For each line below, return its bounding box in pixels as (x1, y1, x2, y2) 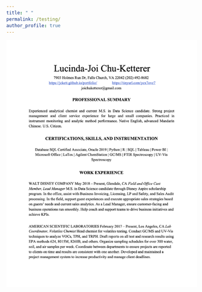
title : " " (6, 10, 34, 16)
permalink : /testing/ (6, 16, 61, 22)
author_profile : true (6, 22, 61, 28)
